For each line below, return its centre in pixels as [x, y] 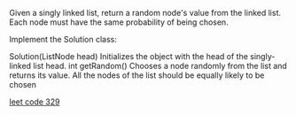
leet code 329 [35, 102]
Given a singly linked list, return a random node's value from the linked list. [145, 13]
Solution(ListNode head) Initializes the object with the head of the [129, 56]
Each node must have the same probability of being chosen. [119, 22]
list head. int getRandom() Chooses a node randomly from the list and [160, 66]
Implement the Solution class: [63, 39]
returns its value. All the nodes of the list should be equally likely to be [137, 75]
